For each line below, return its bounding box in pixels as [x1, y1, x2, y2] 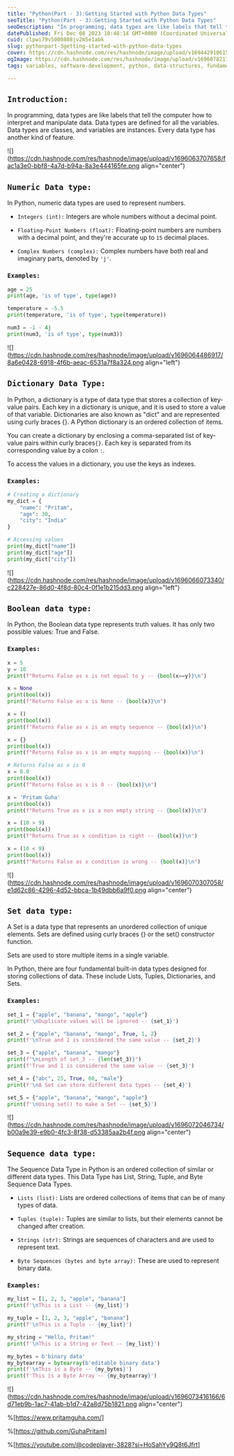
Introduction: [7, 94, 68, 105]
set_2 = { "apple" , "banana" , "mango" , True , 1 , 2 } [7, 1030, 157, 1037]
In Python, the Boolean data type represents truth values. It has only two [7, 620, 215, 629]
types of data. [17, 1201, 58, 1210]
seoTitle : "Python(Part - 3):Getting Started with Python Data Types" [7, 17, 217, 24]
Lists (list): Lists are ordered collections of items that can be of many [17, 1194, 226, 1202]
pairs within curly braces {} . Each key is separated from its [24, 438, 192, 447]
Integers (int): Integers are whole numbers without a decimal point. [17, 213, 217, 221]
